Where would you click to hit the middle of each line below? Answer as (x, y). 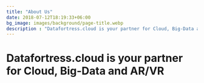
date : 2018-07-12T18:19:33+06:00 (49, 17)
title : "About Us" (29, 12)
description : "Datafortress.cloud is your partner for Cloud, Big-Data (100, 29)
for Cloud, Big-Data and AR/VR (85, 71)
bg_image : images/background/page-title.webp (65, 23)
